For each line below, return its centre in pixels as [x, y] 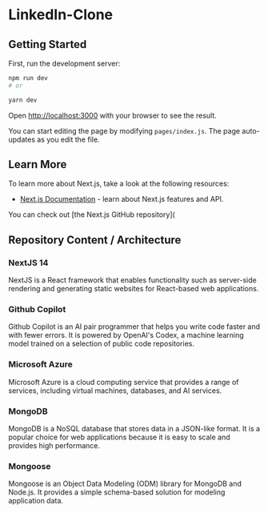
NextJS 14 [28, 263]
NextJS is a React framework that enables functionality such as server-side [133, 280]
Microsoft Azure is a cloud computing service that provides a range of [124, 382]
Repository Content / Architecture [95, 240]
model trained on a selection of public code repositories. [101, 344]
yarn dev [23, 100]
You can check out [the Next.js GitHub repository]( [92, 214]
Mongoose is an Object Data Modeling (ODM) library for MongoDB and [125, 484]
